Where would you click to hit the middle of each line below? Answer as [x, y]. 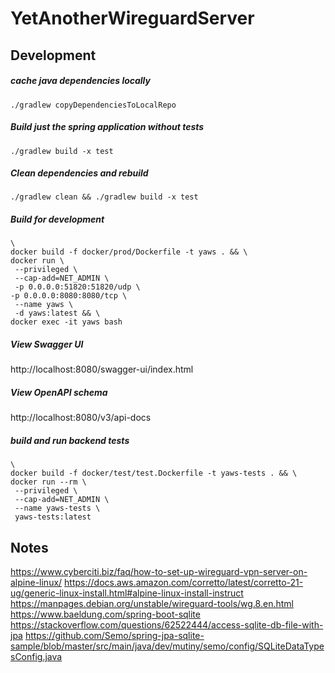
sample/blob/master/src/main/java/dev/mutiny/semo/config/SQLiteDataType [167, 646]
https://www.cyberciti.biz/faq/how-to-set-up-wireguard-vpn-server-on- [159, 572]
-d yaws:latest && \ [57, 313]
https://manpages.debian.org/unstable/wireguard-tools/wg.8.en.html [152, 604]
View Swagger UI [47, 344]
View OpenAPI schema [59, 393]
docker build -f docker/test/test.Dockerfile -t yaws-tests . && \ [154, 473]
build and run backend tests [70, 440]
